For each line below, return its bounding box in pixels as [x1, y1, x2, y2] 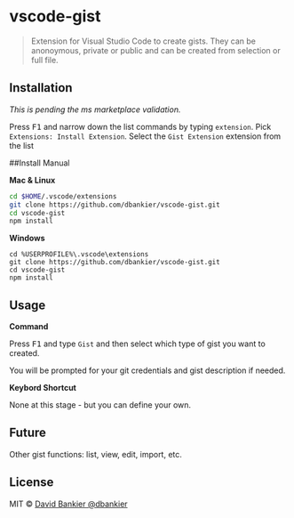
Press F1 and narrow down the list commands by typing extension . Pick [9, 121, 272, 132]
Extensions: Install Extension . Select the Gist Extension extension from [9, 131, 282, 142]
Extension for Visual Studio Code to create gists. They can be [30, 36, 256, 46]
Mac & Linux [9, 174, 56, 185]
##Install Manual [9, 158, 70, 168]
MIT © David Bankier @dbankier [9, 498, 128, 509]
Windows [9, 233, 45, 244]
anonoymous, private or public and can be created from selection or [30, 45, 282, 55]
